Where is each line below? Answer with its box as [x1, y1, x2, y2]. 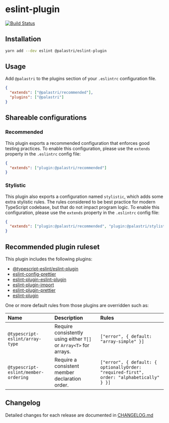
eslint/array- [8, 336, 42, 342]
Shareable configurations [5, 114, 87, 122]
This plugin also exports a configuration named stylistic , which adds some [5, 193, 163, 199]
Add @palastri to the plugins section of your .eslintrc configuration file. [5, 76, 157, 82]
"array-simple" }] [100, 338, 144, 344]
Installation [5, 35, 41, 43]
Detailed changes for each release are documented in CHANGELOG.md [5, 412, 153, 418]
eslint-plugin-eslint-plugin [12, 276, 66, 282]
